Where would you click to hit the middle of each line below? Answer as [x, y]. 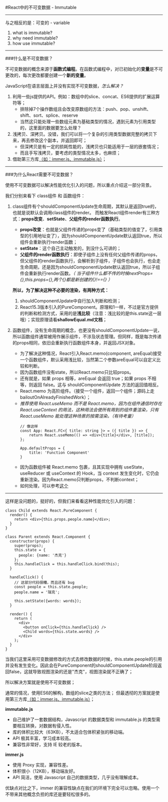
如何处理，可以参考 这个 [44, 486]
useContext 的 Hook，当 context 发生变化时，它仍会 [105, 473]
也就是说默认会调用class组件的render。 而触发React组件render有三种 [84, 213]
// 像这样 [29, 427]
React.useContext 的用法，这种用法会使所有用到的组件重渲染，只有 [89, 410]
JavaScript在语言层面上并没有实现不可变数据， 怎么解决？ [64, 86]
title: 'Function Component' [59, 453]
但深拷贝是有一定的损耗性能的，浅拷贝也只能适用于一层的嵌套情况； [90, 146]
